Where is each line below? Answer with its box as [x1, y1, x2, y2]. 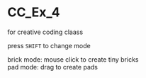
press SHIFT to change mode [7, 41, 91, 50]
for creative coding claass [7, 28, 84, 36]
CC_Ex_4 [7, 4, 60, 21]
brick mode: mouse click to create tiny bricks [7, 55, 139, 64]
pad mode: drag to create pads [7, 62, 98, 71]
